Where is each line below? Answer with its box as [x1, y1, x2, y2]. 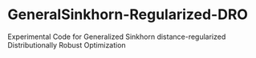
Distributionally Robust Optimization [7, 40, 126, 49]
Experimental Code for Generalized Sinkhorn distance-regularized [7, 32, 226, 41]
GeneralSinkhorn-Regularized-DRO [7, 6, 248, 24]
